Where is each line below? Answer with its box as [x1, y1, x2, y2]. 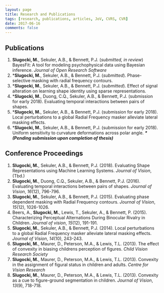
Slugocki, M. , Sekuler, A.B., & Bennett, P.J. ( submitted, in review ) [12, 57, 143, 62]
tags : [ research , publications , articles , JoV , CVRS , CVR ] [5, 16, 128, 21]
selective [12, 77, 31, 84]
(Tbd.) [12, 173, 25, 178]
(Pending [12, 135, 32, 141]
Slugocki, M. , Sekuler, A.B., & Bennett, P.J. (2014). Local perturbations [12, 225, 155, 231]
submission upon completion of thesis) [32, 135, 114, 141]
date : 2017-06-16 [5, 21, 41, 26]
